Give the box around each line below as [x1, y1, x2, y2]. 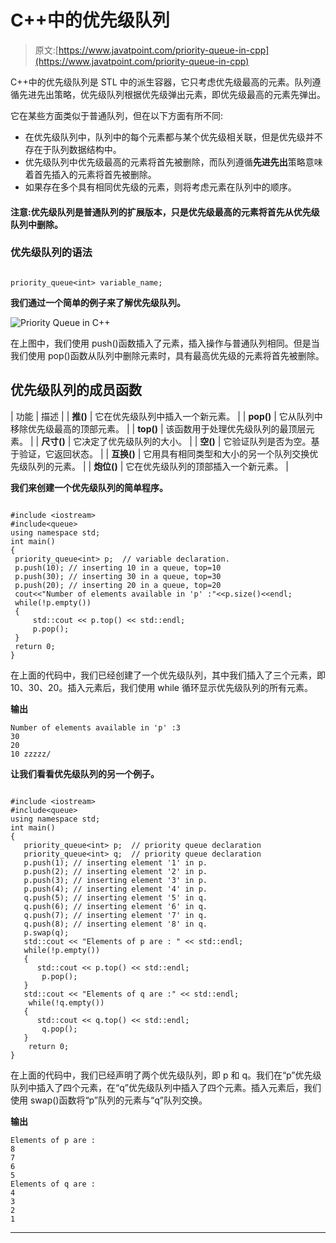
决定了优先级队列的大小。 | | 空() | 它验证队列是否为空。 [81, 435, 312, 447]
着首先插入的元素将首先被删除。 [24, 168, 157, 180]
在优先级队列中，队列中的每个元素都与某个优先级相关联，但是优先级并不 [24, 131, 323, 143]
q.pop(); [41, 1024, 78, 1034]
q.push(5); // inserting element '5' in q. [23, 892, 208, 903]
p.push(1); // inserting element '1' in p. [23, 857, 208, 868]
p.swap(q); [23, 927, 70, 938]
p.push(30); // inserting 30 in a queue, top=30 [14, 571, 222, 581]
